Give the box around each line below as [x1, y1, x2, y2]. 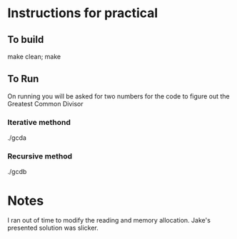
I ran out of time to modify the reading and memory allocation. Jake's [7, 216, 211, 225]
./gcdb [7, 168, 27, 176]
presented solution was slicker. [7, 223, 99, 233]
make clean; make [7, 52, 61, 61]
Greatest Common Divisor [7, 99, 84, 108]
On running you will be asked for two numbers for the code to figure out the [7, 91, 230, 101]
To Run [7, 73, 39, 85]
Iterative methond [7, 117, 71, 127]
